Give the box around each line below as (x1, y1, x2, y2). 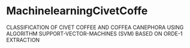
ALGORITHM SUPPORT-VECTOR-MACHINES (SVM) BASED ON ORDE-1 (6, 30, 183, 37)
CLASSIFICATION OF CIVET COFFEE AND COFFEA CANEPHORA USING (6, 24, 184, 31)
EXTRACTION (6, 36, 40, 43)
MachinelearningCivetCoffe (6, 4, 148, 18)
